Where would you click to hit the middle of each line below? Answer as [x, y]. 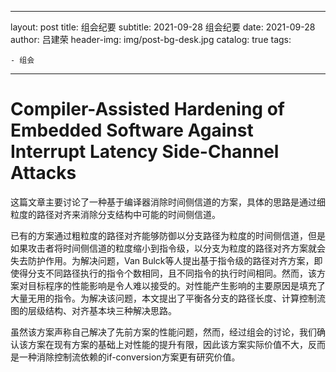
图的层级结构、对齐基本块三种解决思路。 [93, 310]
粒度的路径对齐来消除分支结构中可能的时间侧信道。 [115, 214]
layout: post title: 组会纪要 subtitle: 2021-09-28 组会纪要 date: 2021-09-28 [163, 27]
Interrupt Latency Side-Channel [145, 152]
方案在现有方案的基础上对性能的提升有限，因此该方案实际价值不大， [167, 344]
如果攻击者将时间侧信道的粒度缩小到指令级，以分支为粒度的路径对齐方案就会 [168, 248]
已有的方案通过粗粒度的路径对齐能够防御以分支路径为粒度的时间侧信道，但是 [168, 235]
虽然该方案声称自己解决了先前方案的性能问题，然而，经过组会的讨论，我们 [163, 332]
